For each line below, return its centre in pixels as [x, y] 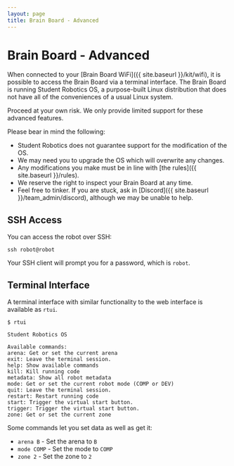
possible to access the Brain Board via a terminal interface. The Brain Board [117, 82]
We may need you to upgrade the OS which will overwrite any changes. [121, 160]
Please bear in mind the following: [56, 132]
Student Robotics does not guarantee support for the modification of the [122, 146]
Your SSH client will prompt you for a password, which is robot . [99, 263]
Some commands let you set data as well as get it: [80, 428]
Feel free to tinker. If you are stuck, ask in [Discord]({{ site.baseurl [113, 190]
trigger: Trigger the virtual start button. [73, 409]
